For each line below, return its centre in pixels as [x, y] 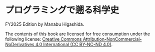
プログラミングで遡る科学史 [62, 10]
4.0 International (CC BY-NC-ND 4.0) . [74, 44]
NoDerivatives [20, 44]
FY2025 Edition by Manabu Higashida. [45, 24]
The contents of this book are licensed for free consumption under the [78, 34]
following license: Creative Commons [43, 39]
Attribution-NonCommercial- [112, 39]
